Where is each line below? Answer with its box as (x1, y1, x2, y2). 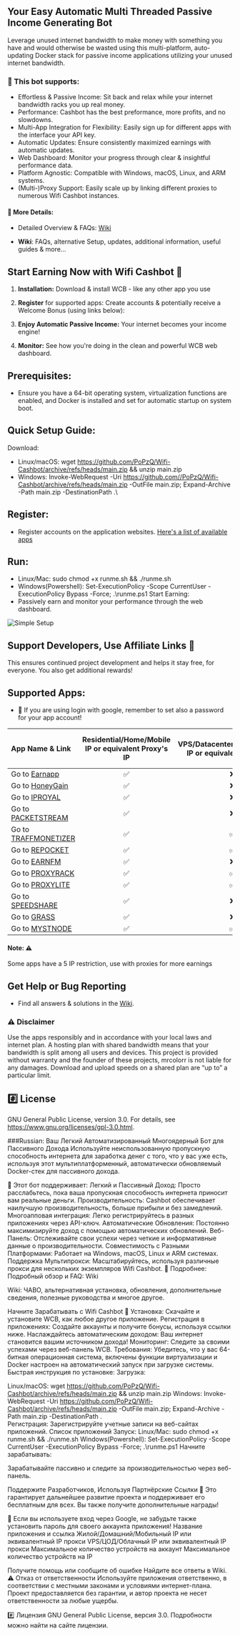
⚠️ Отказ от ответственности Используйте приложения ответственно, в (7, 1574, 227, 1582)
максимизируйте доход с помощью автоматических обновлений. (7, 1227, 209, 1235)
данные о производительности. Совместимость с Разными (7, 1242, 189, 1250)
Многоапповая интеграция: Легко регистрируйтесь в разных (7, 1211, 194, 1220)
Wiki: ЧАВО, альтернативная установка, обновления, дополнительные (7, 1286, 221, 1295)
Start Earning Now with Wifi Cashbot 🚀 (7, 266, 183, 278)
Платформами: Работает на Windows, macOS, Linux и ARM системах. (7, 1250, 219, 1258)
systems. (17, 176, 45, 185)
